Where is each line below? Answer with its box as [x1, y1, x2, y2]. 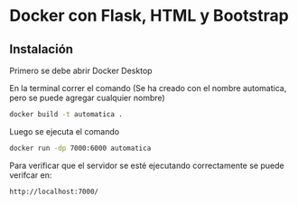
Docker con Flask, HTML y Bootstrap [9, 5, 289, 26]
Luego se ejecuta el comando [9, 126, 120, 136]
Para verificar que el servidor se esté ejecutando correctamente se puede [9, 160, 284, 171]
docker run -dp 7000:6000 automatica [9, 144, 152, 153]
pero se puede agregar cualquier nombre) [9, 92, 165, 103]
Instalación [9, 42, 74, 57]
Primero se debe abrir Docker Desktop [9, 65, 153, 76]
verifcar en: [9, 169, 52, 181]
